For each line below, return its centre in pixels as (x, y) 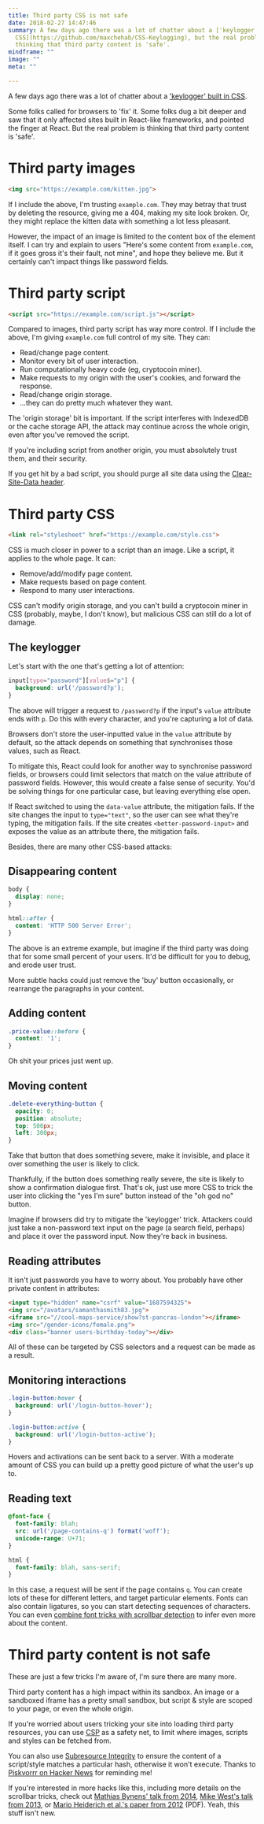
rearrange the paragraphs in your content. (76, 988)
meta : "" (22, 67)
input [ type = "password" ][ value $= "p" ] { (71, 680)
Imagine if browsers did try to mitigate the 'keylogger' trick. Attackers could (130, 1220)
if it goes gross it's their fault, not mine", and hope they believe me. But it (126, 253)
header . (53, 482)
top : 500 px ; (35, 1126)
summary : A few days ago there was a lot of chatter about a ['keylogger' (133, 30)
